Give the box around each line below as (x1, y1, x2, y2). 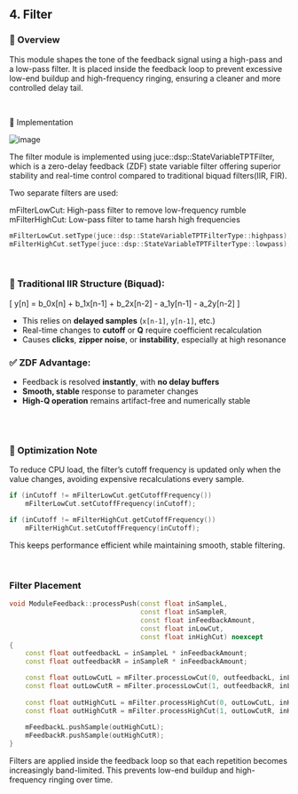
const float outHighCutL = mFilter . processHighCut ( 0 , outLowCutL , (25, 698, 276, 707)
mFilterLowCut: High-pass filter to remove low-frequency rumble (9, 205, 247, 215)
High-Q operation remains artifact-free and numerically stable (21, 396, 251, 406)
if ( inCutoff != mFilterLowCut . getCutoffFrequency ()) (9, 491, 213, 501)
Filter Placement (9, 579, 82, 591)
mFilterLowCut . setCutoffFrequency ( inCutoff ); (25, 500, 197, 509)
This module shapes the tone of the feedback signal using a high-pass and (9, 53, 283, 65)
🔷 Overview (9, 34, 60, 46)
